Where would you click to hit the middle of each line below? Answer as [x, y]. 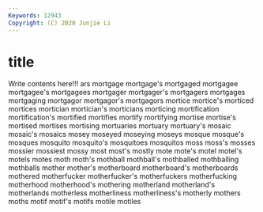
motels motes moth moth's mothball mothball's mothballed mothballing [124, 160]
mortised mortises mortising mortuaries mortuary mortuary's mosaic [120, 126]
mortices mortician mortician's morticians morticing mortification [114, 109]
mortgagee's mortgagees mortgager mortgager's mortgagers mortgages [127, 93]
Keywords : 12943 [35, 15]
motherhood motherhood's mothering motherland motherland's [112, 185]
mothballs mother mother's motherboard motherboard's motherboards [123, 168]
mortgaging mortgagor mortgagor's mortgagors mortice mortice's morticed [131, 100]
